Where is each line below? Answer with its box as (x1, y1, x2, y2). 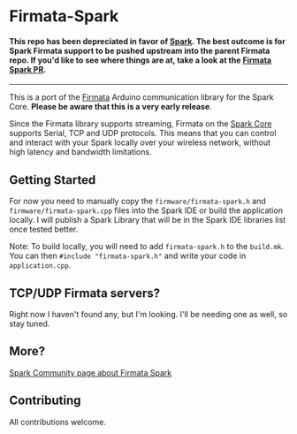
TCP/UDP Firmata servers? (9, 286, 161, 301)
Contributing (9, 393, 81, 408)
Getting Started (9, 172, 96, 187)
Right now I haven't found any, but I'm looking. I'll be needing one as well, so (9, 309, 288, 320)
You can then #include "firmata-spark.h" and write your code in (9, 250, 247, 262)
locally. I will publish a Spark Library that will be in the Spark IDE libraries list (9, 215, 286, 225)
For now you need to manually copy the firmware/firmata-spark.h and (9, 196, 267, 207)
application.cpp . (9, 260, 72, 270)
